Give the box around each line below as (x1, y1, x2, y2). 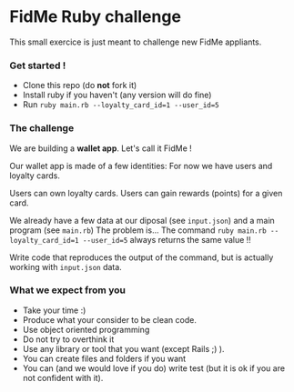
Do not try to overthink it (22, 334, 115, 345)
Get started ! (9, 59, 66, 72)
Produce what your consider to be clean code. (22, 314, 198, 325)
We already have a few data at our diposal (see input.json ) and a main (9, 215, 275, 226)
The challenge (9, 122, 75, 135)
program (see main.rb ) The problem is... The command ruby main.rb (9, 225, 267, 236)
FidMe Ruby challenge (9, 6, 182, 27)
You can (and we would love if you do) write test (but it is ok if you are (22, 362, 285, 374)
